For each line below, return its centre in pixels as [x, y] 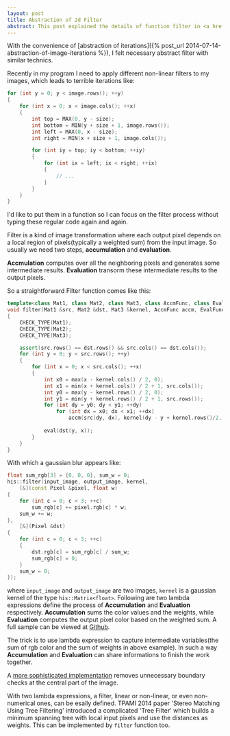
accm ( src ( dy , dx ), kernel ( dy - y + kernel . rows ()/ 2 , [145, 418]
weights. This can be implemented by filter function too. [89, 725]
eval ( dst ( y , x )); [68, 430]
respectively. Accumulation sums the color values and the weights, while [111, 613]
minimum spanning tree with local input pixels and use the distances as [107, 718]
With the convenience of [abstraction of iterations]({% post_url [96, 46]
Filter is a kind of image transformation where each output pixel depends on [114, 235]
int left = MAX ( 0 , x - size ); [75, 132]
